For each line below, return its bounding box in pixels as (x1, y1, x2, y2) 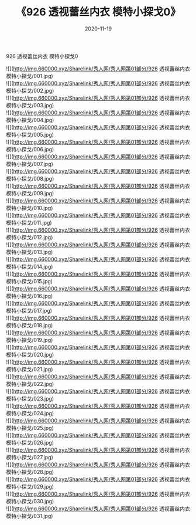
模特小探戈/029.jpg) (6, 483, 54, 490)
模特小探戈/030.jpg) (6, 497, 54, 504)
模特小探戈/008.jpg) (6, 175, 54, 182)
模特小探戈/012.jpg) (6, 233, 53, 241)
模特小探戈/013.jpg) (6, 248, 53, 255)
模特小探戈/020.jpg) (6, 351, 54, 358)
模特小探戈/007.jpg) (6, 160, 54, 167)
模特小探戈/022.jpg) (6, 380, 54, 387)
